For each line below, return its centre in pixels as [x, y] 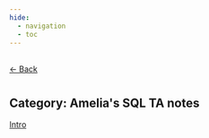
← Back [23, 69]
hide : [19, 17]
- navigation [42, 26]
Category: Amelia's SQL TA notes [104, 103]
